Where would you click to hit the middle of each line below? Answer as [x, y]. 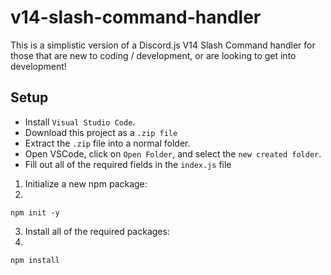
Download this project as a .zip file [101, 132]
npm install [35, 260]
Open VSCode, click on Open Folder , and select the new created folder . [173, 153]
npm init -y [35, 212]
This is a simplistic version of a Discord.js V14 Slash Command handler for [163, 45]
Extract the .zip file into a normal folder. [107, 143]
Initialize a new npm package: [86, 183]
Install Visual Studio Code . [80, 122]
